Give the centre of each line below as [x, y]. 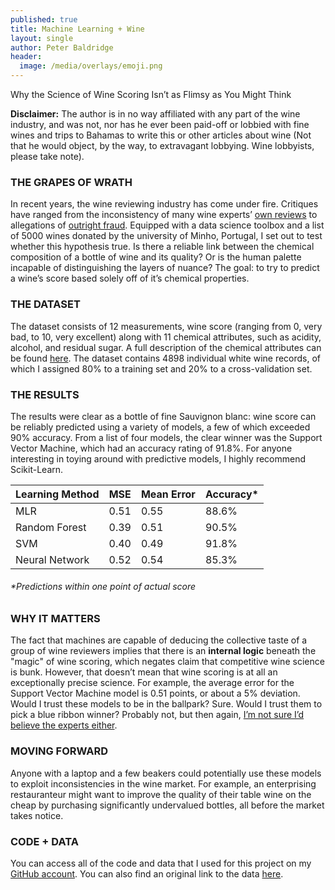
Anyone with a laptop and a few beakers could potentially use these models [166, 773]
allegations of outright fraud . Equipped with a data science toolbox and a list [167, 225]
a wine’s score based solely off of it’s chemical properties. [130, 278]
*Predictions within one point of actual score [103, 587]
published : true [44, 19]
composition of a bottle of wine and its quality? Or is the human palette [156, 257]
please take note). [47, 156]
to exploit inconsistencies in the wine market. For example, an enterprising [163, 783]
